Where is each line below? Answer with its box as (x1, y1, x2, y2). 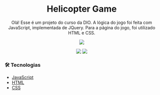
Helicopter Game (46, 3, 117, 15)
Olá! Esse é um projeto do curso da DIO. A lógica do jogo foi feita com (11, 19, 152, 25)
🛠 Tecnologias (4, 61, 41, 68)
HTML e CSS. (68, 30, 96, 36)
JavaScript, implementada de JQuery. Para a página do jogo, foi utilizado (8, 24, 156, 30)
